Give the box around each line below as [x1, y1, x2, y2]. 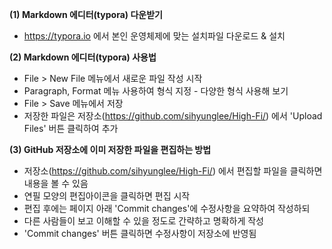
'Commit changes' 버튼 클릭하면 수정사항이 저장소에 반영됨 [23, 228, 257, 239]
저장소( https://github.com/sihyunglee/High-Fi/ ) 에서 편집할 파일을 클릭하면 [23, 165, 323, 177]
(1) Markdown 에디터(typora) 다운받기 [9, 9, 163, 20]
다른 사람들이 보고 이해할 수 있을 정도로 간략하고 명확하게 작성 [23, 215, 264, 227]
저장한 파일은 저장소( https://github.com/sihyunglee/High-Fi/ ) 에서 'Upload [23, 110, 323, 122]
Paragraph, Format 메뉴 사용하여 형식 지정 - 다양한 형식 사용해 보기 [23, 85, 289, 97]
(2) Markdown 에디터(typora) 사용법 [9, 51, 157, 63]
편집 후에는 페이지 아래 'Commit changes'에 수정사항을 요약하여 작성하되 [23, 203, 311, 214]
